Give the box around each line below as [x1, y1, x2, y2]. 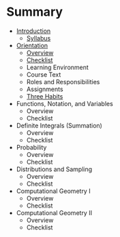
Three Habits [26, 92, 63, 100]
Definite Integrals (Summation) [16, 121, 103, 129]
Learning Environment [26, 63, 89, 71]
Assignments [26, 85, 63, 93]
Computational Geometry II [16, 208, 93, 216]
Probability [16, 143, 47, 151]
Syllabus [26, 34, 51, 42]
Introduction [16, 27, 51, 35]
